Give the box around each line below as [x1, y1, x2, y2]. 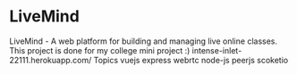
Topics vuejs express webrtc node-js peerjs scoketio [93, 54, 289, 65]
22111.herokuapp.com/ [9, 54, 92, 65]
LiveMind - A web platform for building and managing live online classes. [9, 36, 277, 46]
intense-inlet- [191, 45, 242, 55]
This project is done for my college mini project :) [9, 45, 191, 55]
